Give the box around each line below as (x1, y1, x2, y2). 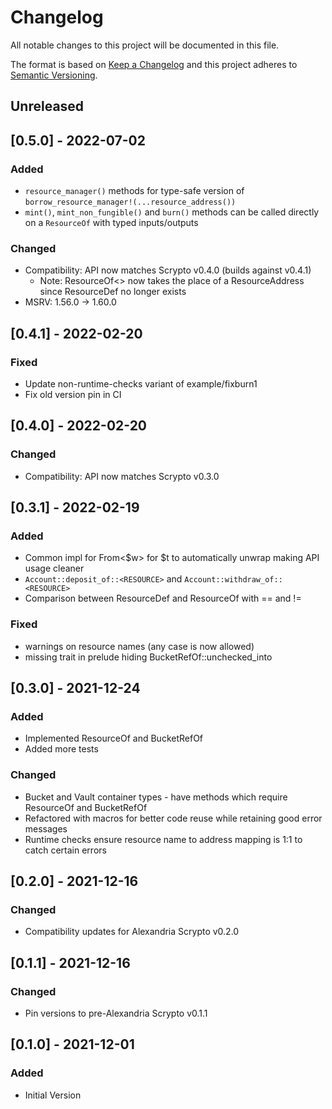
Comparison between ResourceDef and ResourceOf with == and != (24, 592, 302, 605)
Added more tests (24, 743, 99, 755)
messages (24, 822, 68, 835)
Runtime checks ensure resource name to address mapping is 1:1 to (24, 833, 303, 845)
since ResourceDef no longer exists (39, 286, 187, 298)
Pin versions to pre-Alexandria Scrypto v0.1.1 (24, 1007, 208, 1020)
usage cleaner (24, 562, 85, 575)
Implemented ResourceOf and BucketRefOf (24, 732, 204, 745)
